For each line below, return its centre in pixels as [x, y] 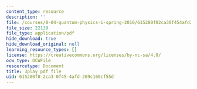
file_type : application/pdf [40, 33]
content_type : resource [35, 11]
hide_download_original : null [43, 44]
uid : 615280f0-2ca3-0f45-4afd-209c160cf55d [60, 77]
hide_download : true [31, 39]
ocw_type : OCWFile [28, 60]
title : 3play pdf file [34, 71]
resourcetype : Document [35, 66]
